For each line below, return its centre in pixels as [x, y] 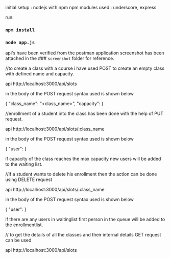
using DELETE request [29, 180]
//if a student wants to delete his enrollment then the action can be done [81, 174]
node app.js [20, 42]
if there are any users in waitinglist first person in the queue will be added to [85, 220]
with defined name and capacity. [40, 74]
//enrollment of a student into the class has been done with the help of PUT [84, 114]
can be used [18, 240]
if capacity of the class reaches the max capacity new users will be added [83, 159]
